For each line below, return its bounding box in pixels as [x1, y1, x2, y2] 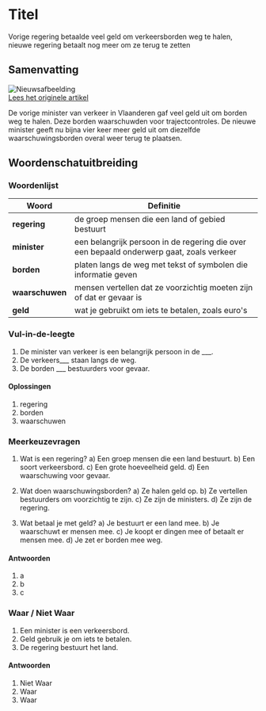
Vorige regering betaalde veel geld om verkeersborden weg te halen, [8, 32, 234, 41]
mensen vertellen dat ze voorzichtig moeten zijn [74, 282, 253, 293]
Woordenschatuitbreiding [8, 156, 139, 170]
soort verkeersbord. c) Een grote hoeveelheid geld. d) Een [19, 462, 210, 472]
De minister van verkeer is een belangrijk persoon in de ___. [19, 346, 214, 356]
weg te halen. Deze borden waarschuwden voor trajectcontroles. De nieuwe [8, 117, 256, 126]
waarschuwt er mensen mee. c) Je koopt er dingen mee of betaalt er [19, 527, 245, 537]
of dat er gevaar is [74, 292, 142, 303]
